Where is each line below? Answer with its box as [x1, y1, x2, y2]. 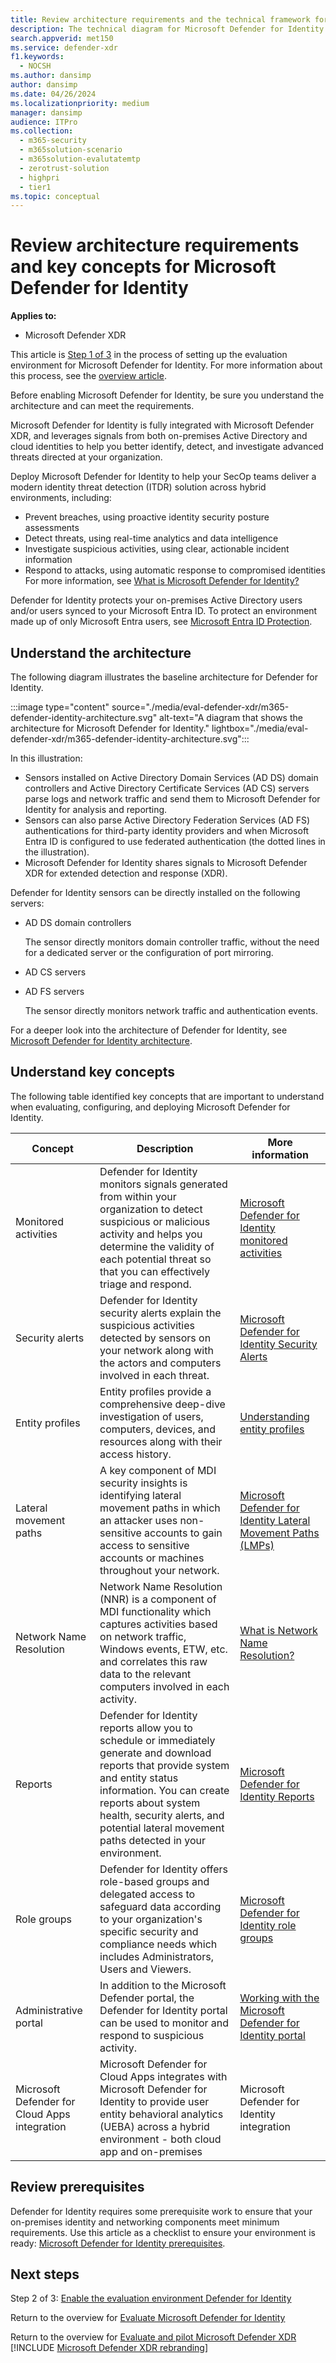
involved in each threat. [99, 1368, 210, 1382]
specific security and [99, 1924, 199, 1938]
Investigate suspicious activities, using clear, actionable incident [24, 543, 290, 555]
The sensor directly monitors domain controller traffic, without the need [24, 936, 320, 948]
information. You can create [99, 1783, 230, 1797]
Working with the [239, 1991, 320, 2005]
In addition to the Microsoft [99, 1978, 227, 1992]
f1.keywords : [10, 52, 65, 62]
